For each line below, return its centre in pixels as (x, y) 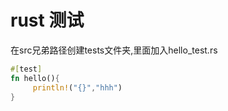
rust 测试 (47, 20)
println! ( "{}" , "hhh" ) (77, 87)
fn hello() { (35, 78)
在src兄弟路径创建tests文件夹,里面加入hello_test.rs (114, 50)
